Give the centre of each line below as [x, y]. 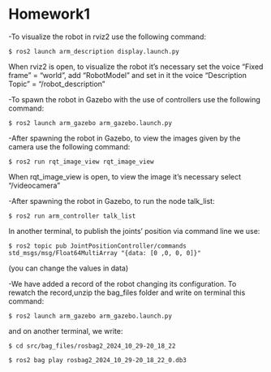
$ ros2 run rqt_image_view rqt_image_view [81, 162]
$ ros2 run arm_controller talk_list [72, 216]
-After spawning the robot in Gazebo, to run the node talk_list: [112, 201]
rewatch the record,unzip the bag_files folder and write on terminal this [127, 292]
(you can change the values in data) [69, 268]
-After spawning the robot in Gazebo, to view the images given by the [125, 138]
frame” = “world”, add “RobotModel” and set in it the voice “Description [128, 75]
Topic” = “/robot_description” [57, 84]
